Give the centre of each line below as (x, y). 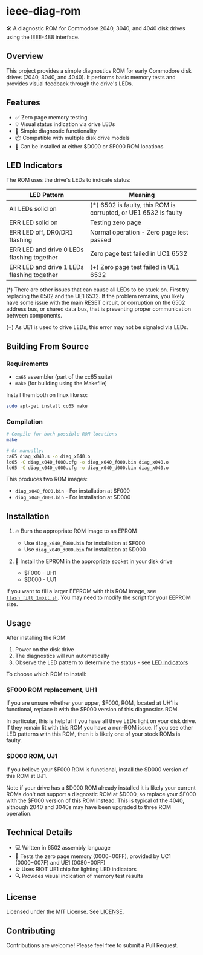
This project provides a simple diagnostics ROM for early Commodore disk (99, 70)
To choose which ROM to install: (46, 674)
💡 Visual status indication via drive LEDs (65, 124)
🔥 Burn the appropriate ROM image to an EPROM (76, 531)
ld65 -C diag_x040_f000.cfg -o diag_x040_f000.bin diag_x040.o (88, 462)
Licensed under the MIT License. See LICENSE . (65, 912)
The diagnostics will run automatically (62, 656)
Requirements (27, 364)
